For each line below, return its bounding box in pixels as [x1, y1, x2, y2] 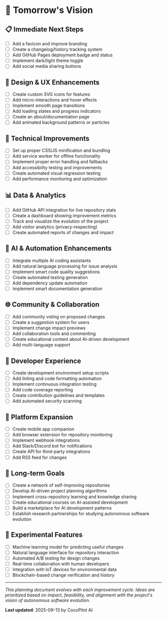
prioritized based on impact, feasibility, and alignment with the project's [5, 592, 153, 598]
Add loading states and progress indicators [12, 108, 101, 114]
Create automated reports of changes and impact [12, 229, 114, 235]
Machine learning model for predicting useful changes [12, 544, 124, 550]
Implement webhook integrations [12, 437, 80, 443]
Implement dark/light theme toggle [12, 57, 83, 64]
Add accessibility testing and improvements [12, 164, 102, 170]
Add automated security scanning [12, 398, 82, 404]
